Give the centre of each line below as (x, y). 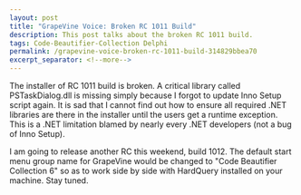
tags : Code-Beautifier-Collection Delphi (89, 43)
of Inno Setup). (37, 134)
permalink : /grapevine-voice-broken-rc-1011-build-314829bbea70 (133, 52)
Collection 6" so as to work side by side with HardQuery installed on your (146, 171)
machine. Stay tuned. (49, 180)
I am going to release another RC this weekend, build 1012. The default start (150, 151)
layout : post (34, 18)
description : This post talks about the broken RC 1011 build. (131, 34)
